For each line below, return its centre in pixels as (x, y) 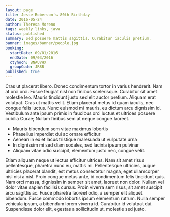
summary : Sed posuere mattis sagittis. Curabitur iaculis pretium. (78, 39)
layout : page (19, 10)
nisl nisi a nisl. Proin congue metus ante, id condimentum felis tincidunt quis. (85, 176)
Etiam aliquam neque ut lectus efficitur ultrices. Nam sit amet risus (75, 160)
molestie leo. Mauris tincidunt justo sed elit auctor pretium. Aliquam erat (81, 97)
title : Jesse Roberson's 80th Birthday (48, 15)
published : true (22, 72)
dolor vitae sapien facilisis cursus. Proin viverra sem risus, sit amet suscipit (84, 187)
